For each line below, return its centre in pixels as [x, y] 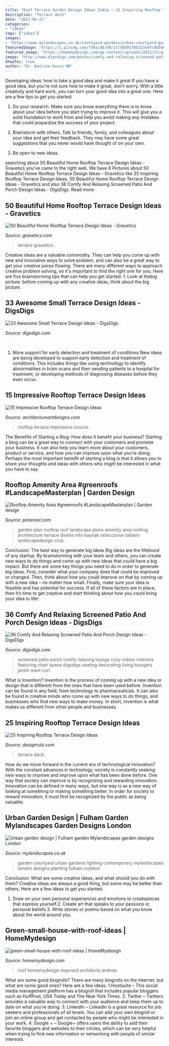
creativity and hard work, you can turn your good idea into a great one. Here [84, 91]
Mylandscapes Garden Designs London [68, 826]
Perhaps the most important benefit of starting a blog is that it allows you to [83, 458]
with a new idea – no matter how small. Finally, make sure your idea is [77, 583]
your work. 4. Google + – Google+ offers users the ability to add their [77, 1023]
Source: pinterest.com [28, 520]
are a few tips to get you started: [39, 97]
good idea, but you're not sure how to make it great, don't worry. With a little [84, 86]
